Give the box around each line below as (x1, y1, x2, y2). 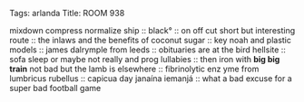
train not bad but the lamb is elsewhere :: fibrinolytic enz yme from (9, 63, 260, 74)
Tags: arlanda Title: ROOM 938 (9, 8, 125, 18)
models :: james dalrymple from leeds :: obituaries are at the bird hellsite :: (9, 44, 286, 55)
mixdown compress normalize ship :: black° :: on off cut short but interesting (9, 25, 296, 35)
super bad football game (9, 83, 102, 93)
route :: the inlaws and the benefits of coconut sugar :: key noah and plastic (9, 35, 292, 45)
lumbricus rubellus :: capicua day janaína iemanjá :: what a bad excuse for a (9, 73, 292, 84)
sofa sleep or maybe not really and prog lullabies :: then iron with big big (9, 54, 280, 64)
